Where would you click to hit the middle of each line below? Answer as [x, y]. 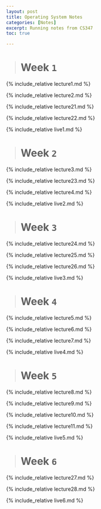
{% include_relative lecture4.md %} [49, 192]
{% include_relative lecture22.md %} [51, 118]
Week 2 [39, 153]
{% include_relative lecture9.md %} [49, 403]
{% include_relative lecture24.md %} [51, 243]
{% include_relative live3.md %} [45, 277]
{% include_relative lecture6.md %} [49, 329]
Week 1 [39, 68]
